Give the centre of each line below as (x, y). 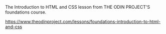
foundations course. (26, 12)
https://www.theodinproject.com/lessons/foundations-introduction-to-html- (83, 22)
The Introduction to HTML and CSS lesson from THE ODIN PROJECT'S (78, 7)
